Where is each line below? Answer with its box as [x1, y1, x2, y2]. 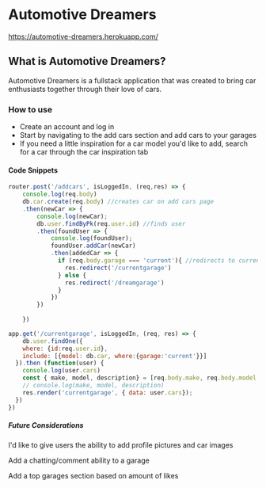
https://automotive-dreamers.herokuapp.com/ [8, 32, 158, 41]
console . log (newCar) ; [36, 212, 108, 220]
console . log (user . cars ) [22, 367, 101, 375]
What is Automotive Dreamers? [8, 55, 166, 68]
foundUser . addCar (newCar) [50, 242, 136, 250]
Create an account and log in [19, 122, 115, 132]
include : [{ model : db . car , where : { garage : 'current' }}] [22, 352, 207, 360]
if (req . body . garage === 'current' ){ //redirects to [58, 257, 236, 265]
